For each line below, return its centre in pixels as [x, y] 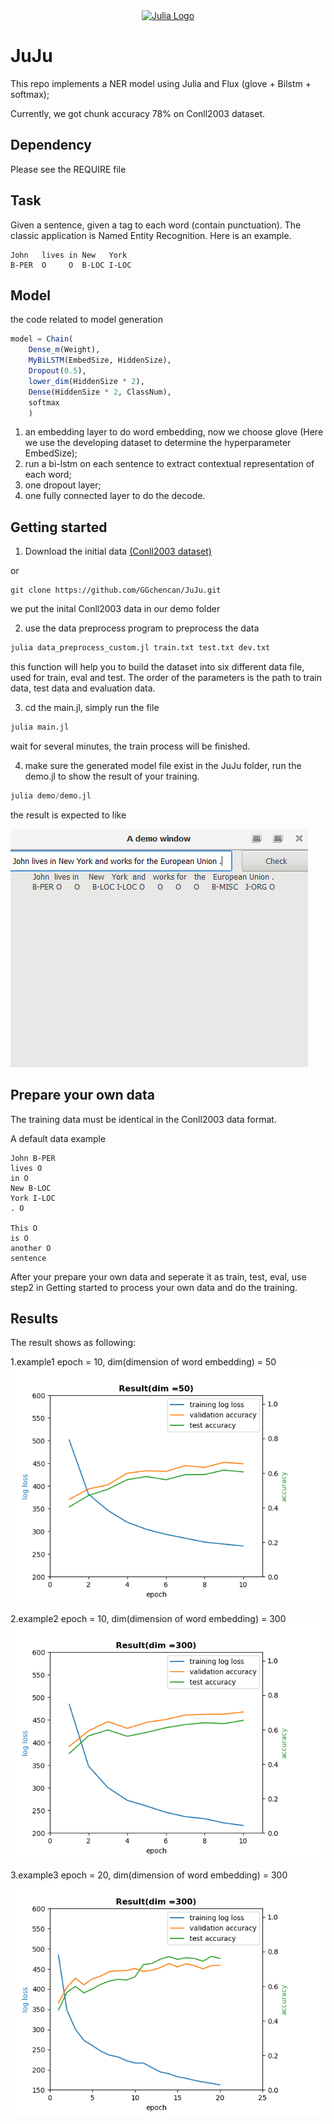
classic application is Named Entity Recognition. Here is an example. [151, 235]
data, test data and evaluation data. [83, 688]
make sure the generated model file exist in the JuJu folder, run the [163, 765]
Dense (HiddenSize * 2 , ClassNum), [100, 392]
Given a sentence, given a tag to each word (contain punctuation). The [156, 225]
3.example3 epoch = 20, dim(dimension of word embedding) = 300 [149, 1875]
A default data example [58, 1138]
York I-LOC [33, 1198]
